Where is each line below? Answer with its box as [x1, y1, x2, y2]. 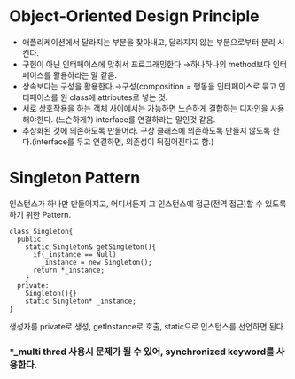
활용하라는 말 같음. [52, 69, 118, 81]
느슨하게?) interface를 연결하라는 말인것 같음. [58, 113, 216, 125]
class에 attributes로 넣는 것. [69, 91, 168, 103]
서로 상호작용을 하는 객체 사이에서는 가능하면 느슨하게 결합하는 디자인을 [21, 103, 268, 113]
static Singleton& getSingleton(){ [25, 242, 157, 251]
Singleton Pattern [9, 168, 141, 188]
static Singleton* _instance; [25, 297, 137, 306]
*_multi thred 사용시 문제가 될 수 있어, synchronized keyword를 [9, 345, 275, 358]
